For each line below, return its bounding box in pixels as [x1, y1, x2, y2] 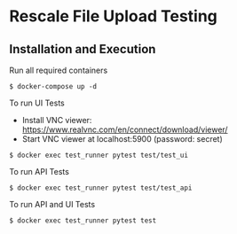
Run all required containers [9, 65, 108, 75]
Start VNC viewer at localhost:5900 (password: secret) [21, 134, 224, 144]
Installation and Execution [9, 42, 156, 57]
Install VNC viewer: [21, 115, 92, 125]
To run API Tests [9, 167, 69, 176]
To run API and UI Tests [9, 199, 96, 209]
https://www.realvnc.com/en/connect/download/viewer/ [21, 124, 228, 135]
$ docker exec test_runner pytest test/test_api [9, 183, 193, 192]
